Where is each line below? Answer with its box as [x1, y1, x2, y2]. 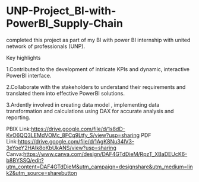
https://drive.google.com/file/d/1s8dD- [30, 125, 126, 132]
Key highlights [6, 54, 41, 61]
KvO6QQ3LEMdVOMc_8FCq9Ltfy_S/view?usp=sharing [6, 132, 140, 139]
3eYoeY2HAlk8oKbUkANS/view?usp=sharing [6, 144, 117, 151]
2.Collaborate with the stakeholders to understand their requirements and [6, 83, 186, 90]
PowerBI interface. [6, 72, 52, 79]
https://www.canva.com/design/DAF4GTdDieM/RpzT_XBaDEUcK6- [23, 150, 188, 158]
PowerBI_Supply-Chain [6, 17, 124, 30]
